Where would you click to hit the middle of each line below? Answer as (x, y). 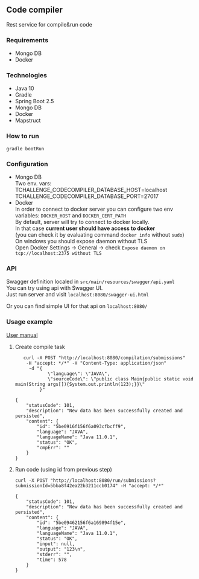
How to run (23, 136)
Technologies (27, 75)
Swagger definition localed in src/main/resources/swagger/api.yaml (90, 282)
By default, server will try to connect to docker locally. (82, 222)
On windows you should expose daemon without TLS (81, 241)
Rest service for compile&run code (49, 24)
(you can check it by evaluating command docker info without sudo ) (100, 235)
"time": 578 (52, 560)
